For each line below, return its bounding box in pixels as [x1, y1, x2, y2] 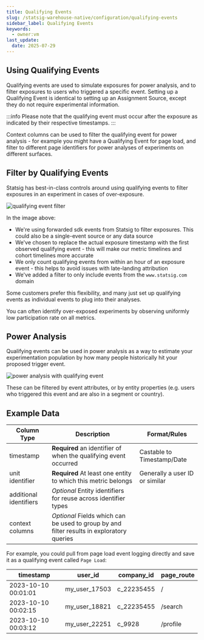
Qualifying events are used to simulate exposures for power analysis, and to [6, 81, 196, 89]
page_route [160, 571, 195, 579]
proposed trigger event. [6, 360, 66, 368]
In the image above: [6, 214, 56, 221]
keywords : [6, 26, 32, 32]
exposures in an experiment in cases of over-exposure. [6, 190, 144, 198]
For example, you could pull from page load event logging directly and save [6, 550, 195, 557]
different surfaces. [6, 150, 53, 157]
